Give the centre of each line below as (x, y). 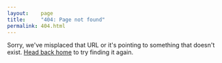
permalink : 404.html (37, 26)
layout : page (30, 13)
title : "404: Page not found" (56, 20)
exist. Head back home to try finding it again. (70, 52)
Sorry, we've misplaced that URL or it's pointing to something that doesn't (111, 45)
